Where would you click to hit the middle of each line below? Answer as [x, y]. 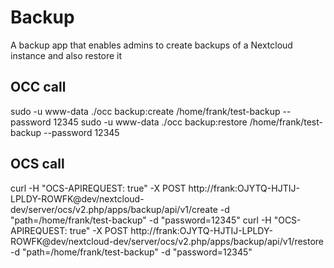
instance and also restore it [66, 55]
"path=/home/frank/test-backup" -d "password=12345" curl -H [141, 220]
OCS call [37, 164]
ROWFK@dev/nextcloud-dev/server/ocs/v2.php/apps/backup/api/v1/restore [167, 241]
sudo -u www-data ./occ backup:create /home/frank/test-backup [145, 111]
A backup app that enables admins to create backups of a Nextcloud [151, 45]
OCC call [38, 87]
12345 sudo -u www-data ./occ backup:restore [150, 122]
